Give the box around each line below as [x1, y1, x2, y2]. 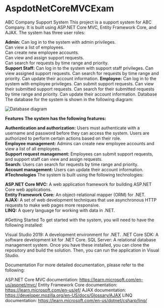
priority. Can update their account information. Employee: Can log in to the [5, 76, 157, 81]
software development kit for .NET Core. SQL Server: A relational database [5, 236, 156, 243]
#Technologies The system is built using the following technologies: [5, 172, 144, 178]
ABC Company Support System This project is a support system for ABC [5, 19, 152, 25]
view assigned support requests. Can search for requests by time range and [5, 70, 159, 76]
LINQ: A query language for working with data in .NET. [5, 207, 115, 213]
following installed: [5, 222, 43, 228]
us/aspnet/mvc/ [5, 282, 37, 287]
